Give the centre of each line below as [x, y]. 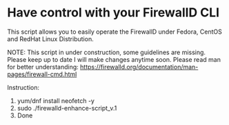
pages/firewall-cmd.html [42, 74]
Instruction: [23, 87]
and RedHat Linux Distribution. [51, 38]
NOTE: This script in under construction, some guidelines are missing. [106, 52]
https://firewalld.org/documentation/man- [139, 67]
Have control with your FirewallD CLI [113, 13]
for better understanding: [43, 67]
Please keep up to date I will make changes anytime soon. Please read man [114, 59]
